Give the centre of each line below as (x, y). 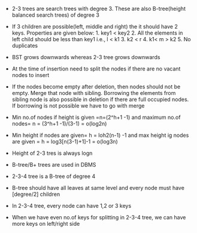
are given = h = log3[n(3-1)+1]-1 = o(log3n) (65, 142)
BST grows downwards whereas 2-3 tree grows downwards (86, 57)
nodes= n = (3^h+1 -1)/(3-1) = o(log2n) (59, 124)
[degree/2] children (36, 194)
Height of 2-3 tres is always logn (52, 153)
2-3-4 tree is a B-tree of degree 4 (54, 176)
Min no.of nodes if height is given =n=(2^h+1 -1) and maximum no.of (96, 117)
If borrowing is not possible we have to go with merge (78, 106)
